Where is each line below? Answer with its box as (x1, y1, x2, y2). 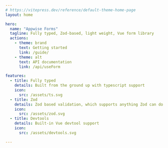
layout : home (5, 12, 33, 17)
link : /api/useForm (18, 64, 60, 69)
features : (5, 73, 27, 79)
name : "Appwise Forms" (10, 26, 58, 31)
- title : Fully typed (10, 78, 56, 83)
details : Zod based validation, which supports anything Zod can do (14, 102, 163, 107)
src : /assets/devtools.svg (18, 130, 77, 135)
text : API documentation (18, 59, 72, 64)
